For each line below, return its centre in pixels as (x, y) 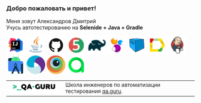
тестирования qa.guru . (94, 91)
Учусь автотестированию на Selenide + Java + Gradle (75, 27)
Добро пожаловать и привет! (51, 8)
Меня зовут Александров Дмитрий (51, 21)
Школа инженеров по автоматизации (113, 85)
